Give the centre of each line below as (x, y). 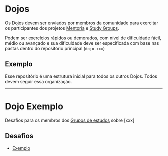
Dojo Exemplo (34, 106)
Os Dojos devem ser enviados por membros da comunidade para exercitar (82, 23)
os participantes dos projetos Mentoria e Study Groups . (62, 28)
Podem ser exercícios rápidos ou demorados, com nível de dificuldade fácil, (83, 38)
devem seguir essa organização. (39, 81)
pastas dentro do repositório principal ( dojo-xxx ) (55, 48)
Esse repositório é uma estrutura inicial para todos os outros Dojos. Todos (81, 76)
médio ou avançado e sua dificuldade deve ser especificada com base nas (82, 43)
